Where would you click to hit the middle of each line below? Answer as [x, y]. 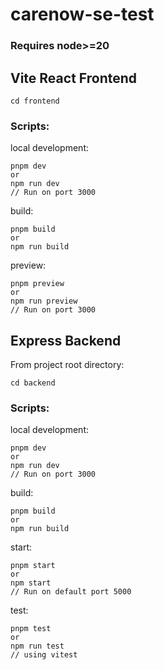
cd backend [33, 383]
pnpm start [33, 566]
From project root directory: [67, 365]
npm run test [37, 646]
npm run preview [44, 301]
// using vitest [44, 655]
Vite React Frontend [74, 78]
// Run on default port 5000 [71, 592]
